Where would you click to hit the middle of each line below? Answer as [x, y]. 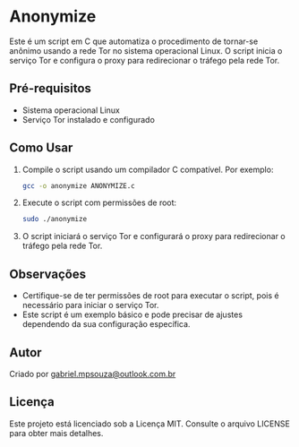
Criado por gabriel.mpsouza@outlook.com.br [93, 374]
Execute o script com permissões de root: [99, 202]
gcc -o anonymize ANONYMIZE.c [79, 185]
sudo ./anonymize [55, 219]
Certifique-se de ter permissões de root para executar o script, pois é [150, 296]
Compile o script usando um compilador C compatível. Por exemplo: [148, 169]
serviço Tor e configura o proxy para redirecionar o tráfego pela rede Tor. [145, 60]
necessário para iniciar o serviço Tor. [90, 305]
